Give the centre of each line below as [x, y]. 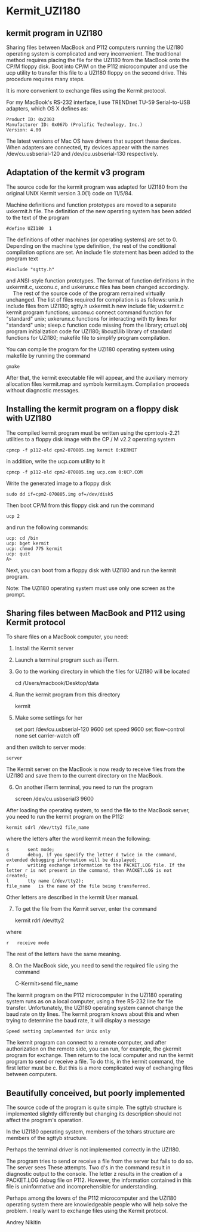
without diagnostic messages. [43, 390]
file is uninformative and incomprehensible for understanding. [82, 1187]
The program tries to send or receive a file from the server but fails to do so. [100, 1161]
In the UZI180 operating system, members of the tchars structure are [90, 1132]
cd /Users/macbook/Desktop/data [57, 683]
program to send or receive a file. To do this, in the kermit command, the [95, 1062]
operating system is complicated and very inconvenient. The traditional [93, 54]
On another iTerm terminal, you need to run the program [84, 787]
